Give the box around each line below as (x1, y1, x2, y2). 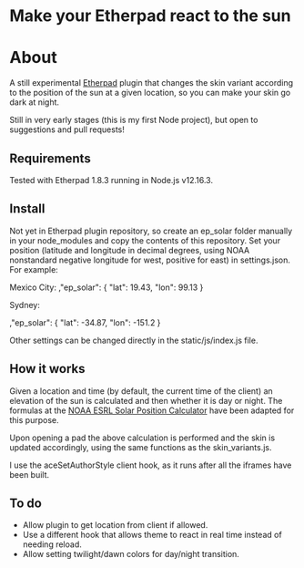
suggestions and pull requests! (9, 124, 126, 135)
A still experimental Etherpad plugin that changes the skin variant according (9, 77, 294, 88)
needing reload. (22, 539, 82, 550)
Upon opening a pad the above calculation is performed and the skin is (9, 432, 276, 443)
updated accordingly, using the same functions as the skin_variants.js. (9, 441, 272, 452)
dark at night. (9, 97, 60, 108)
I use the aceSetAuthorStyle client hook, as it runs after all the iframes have (9, 460, 292, 470)
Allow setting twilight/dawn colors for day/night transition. (22, 549, 239, 560)
